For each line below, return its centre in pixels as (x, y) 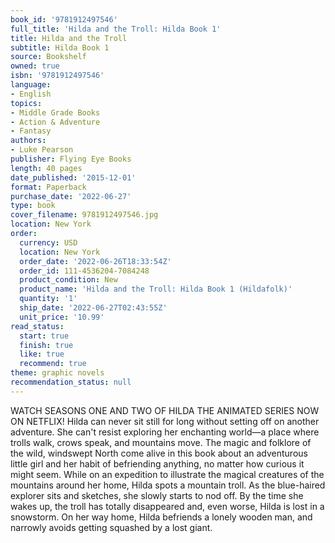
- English (31, 94)
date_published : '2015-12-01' (73, 177)
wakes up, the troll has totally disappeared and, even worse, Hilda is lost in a (167, 506)
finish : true (46, 345)
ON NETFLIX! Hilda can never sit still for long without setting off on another (165, 421)
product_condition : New (68, 280)
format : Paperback (48, 187)
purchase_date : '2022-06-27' (71, 196)
